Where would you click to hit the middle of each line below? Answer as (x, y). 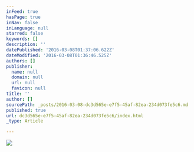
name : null (25, 72)
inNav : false (22, 22)
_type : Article (25, 121)
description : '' (26, 45)
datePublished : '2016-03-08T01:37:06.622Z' (60, 50)
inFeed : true (22, 11)
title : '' (18, 94)
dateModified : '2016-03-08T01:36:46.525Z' (59, 55)
